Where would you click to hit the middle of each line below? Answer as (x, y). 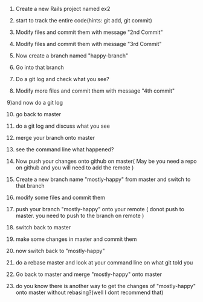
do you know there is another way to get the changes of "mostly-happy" (105, 286)
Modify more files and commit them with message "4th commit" (95, 91)
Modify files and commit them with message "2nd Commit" (89, 32)
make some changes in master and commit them (76, 239)
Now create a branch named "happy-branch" (72, 56)
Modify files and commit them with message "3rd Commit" (89, 44)
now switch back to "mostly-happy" (60, 251)
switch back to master (43, 227)
